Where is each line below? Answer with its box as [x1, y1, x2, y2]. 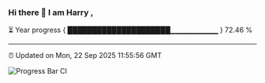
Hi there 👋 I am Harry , [8, 7, 94, 18]
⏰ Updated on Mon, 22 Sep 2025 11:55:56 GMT [8, 51, 162, 60]
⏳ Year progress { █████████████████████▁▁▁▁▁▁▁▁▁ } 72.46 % [8, 25, 253, 34]
